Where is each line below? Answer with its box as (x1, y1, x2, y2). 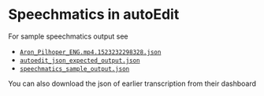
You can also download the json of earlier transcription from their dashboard (8, 79, 257, 88)
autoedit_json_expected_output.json (19, 57, 140, 65)
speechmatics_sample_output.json (19, 65, 130, 72)
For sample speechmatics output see (8, 31, 128, 41)
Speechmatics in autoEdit (8, 6, 180, 24)
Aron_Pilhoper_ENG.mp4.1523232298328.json (19, 48, 162, 56)
